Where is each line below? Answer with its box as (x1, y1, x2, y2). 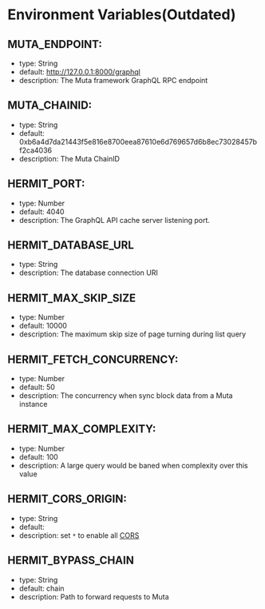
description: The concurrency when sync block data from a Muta (18, 391, 233, 400)
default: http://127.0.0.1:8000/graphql (18, 67, 140, 77)
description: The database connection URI (18, 268, 159, 277)
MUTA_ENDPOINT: (7, 38, 103, 51)
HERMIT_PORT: (7, 177, 85, 191)
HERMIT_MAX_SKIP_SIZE (7, 291, 136, 304)
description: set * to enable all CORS (18, 530, 140, 540)
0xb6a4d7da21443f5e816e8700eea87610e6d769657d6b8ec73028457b (18, 137, 257, 146)
